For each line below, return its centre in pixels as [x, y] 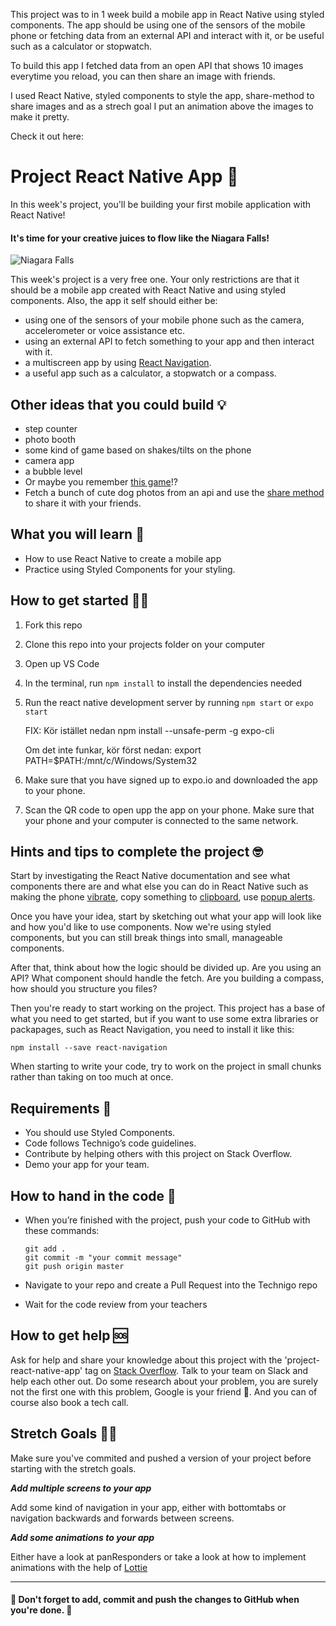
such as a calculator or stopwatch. [81, 46]
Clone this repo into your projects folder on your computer [145, 644]
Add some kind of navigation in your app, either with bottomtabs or [148, 1507]
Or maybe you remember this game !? [101, 481]
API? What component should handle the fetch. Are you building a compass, [167, 978]
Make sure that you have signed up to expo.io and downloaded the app [171, 780]
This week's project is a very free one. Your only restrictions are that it [155, 280]
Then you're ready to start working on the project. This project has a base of [168, 1008]
